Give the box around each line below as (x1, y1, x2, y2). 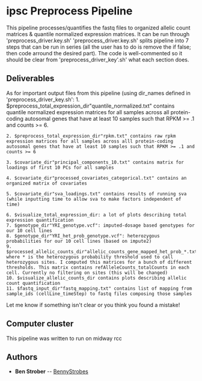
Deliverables (6, 73, 55, 84)
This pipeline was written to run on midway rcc (6, 335, 122, 342)
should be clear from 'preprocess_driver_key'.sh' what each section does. (6, 56, 189, 63)
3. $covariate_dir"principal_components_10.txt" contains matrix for (6, 159, 185, 165)
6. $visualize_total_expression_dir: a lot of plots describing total (6, 212, 187, 218)
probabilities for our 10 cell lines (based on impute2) (6, 238, 152, 244)
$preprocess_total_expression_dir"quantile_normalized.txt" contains (6, 102, 175, 109)
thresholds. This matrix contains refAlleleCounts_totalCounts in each (6, 264, 189, 270)
